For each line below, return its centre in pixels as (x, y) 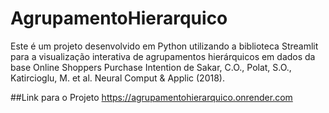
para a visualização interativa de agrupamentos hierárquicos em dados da (163, 56)
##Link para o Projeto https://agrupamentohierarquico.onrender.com (151, 97)
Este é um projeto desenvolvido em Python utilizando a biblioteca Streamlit (164, 46)
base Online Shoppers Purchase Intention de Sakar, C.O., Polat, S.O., (151, 67)
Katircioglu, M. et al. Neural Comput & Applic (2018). (117, 78)
